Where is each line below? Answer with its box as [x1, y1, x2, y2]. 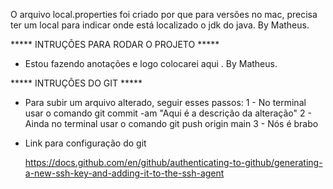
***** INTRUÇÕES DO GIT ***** [10, 77, 143, 89]
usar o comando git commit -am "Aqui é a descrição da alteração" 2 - [24, 107, 312, 119]
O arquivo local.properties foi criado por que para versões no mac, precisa [10, 9, 318, 20]
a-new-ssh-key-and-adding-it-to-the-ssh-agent [24, 167, 225, 179]
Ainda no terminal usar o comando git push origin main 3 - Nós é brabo [24, 118, 319, 129]
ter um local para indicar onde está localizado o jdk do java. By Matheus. [10, 19, 310, 31]
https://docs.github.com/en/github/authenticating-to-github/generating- [24, 157, 323, 168]
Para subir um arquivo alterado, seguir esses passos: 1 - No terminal [24, 97, 307, 108]
